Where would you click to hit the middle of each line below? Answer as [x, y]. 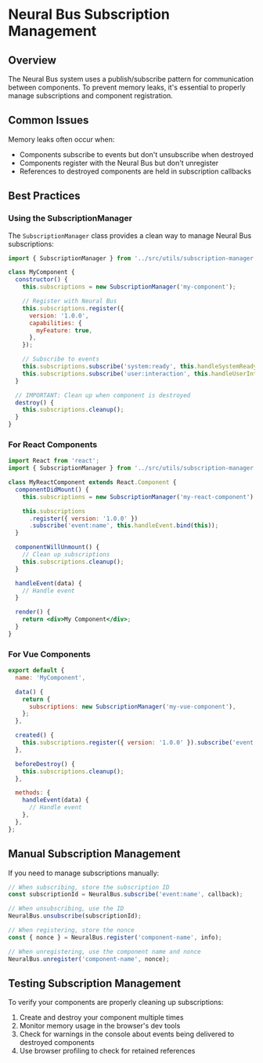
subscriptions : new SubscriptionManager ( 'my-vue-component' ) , [132, 706]
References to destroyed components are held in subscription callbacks [135, 171]
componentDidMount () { [52, 489]
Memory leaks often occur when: [61, 139]
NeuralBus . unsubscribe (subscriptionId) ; [75, 916]
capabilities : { [55, 323]
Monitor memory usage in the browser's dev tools [100, 1026]
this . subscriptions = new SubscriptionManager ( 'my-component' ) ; [129, 287]
